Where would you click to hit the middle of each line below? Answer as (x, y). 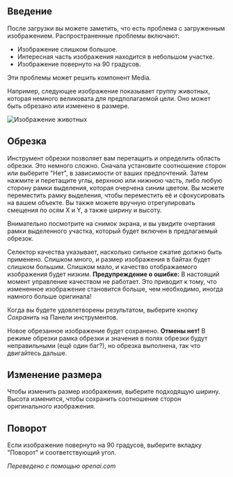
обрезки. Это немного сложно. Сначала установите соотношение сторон (116, 165)
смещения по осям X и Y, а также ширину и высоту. (85, 210)
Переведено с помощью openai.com (62, 466)
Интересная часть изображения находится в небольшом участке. (116, 56)
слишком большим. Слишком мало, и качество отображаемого (102, 266)
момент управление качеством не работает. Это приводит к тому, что (112, 281)
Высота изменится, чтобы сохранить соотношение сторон (94, 399)
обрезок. (21, 238)
